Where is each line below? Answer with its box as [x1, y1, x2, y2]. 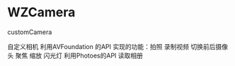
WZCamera [7, 4, 76, 21]
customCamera [7, 28, 52, 36]
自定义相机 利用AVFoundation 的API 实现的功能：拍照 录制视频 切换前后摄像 [7, 42, 229, 50]
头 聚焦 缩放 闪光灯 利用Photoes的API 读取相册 [7, 51, 144, 60]
